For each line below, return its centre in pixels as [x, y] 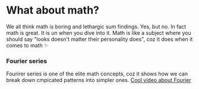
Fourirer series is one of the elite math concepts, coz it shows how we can [97, 74]
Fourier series [27, 61]
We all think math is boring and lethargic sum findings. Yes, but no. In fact [96, 27]
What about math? [53, 10]
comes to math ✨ [27, 45]
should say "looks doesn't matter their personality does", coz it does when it [99, 39]
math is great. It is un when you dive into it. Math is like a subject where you [99, 32]
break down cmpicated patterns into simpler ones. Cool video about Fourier [99, 80]
